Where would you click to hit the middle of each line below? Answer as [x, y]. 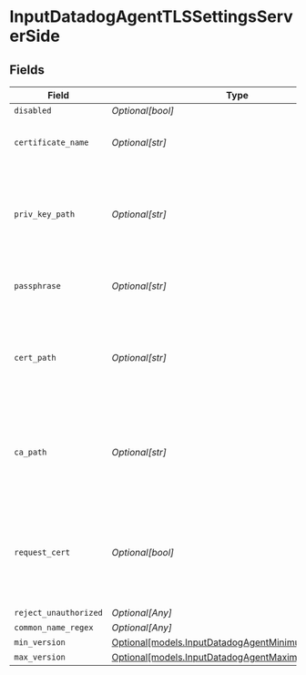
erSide [35, 36]
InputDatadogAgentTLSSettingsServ [151, 17]
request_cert [42, 552]
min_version [40, 643]
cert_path [35, 358]
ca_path [31, 452]
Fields [27, 70]
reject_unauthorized [58, 613]
